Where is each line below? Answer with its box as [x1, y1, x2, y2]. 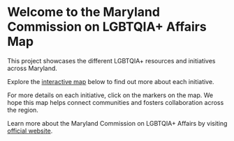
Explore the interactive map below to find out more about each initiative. [7, 77, 214, 85]
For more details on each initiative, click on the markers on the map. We [7, 91, 214, 99]
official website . [7, 126, 53, 135]
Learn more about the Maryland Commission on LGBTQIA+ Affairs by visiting [7, 119, 228, 127]
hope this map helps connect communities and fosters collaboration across [7, 98, 224, 106]
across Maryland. [7, 64, 58, 72]
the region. [7, 106, 38, 114]
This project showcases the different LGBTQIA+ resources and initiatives [7, 56, 216, 65]
